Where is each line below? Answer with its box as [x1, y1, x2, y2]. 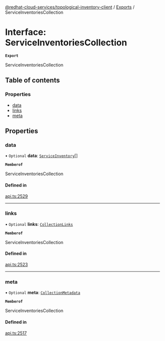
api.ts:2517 [5, 330, 27, 336]
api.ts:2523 [5, 262, 28, 268]
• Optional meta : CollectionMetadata [5, 290, 81, 296]
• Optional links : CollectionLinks [5, 221, 73, 227]
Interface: [5, 27, 47, 38]
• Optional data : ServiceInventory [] [5, 153, 78, 159]
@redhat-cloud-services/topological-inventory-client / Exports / [5, 4, 135, 10]
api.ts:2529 [5, 193, 28, 199]
